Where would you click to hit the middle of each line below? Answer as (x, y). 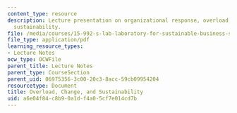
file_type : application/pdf (49, 40)
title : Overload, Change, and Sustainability (75, 92)
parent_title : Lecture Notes (50, 66)
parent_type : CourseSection (49, 72)
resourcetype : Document (42, 86)
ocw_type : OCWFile (34, 60)
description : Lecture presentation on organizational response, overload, (120, 20)
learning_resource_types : (45, 46)
